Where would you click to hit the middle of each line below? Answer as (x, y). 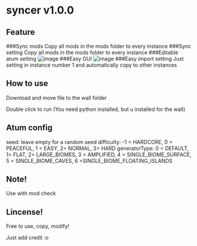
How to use (27, 83)
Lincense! (24, 212)
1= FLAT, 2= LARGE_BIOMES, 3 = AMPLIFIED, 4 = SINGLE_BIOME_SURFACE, (99, 155)
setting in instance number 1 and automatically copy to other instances (92, 65)
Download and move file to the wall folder (56, 97)
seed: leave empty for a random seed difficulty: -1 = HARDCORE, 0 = (89, 142)
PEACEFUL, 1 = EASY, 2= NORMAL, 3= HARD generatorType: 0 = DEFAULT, (98, 148)
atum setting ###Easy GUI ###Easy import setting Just (95, 59)
